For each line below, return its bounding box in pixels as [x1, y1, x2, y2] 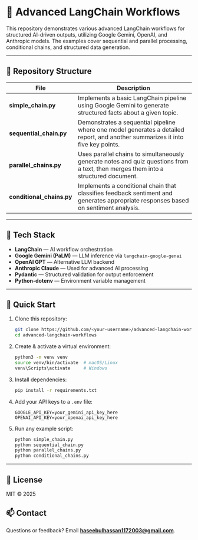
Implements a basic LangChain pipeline [77, 94, 187, 102]
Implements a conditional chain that [77, 181, 177, 189]
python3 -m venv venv [14, 354, 68, 361]
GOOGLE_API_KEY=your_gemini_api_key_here [14, 410, 118, 415]
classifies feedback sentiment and [77, 189, 173, 197]
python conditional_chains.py [14, 453, 90, 459]
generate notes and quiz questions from [77, 157, 189, 165]
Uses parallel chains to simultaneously [77, 150, 184, 158]
